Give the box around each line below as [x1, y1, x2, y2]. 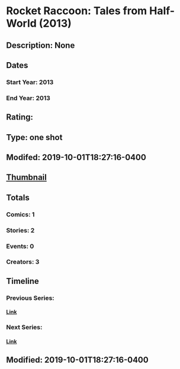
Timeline [6, 276, 40, 286]
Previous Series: [6, 294, 54, 302]
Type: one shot [6, 132, 63, 143]
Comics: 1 [6, 210, 35, 218]
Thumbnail [6, 173, 47, 183]
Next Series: [6, 323, 43, 332]
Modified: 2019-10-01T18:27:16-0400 [6, 355, 149, 365]
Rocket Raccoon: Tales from [6, 4, 147, 18]
